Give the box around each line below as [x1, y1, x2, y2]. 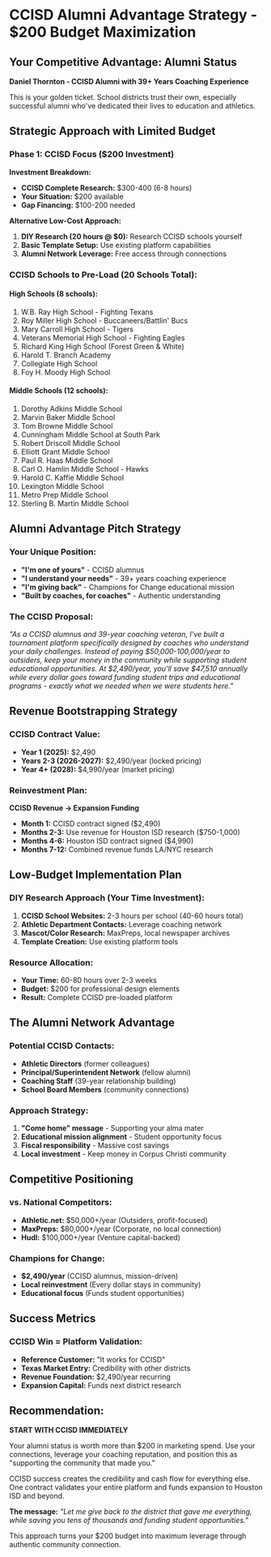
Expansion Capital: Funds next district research [20, 1380, 181, 1390]
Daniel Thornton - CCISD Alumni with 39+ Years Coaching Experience [9, 77, 249, 86]
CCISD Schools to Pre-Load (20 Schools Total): [9, 269, 197, 280]
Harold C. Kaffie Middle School [20, 473, 125, 483]
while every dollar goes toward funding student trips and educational [9, 673, 241, 682]
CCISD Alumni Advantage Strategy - [9, 6, 258, 24]
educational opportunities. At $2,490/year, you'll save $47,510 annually [9, 664, 248, 674]
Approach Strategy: [9, 1105, 89, 1116]
